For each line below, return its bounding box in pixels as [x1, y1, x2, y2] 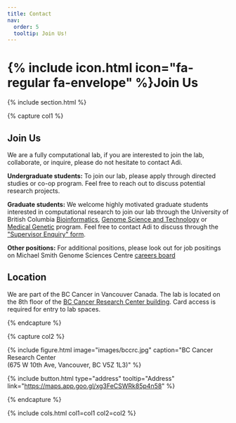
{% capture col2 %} [7, 332, 65, 340]
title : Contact [7, 10, 52, 18]
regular [7, 75, 51, 91]
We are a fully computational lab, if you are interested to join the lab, [7, 151, 205, 159]
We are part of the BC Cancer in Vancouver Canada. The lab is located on [7, 290, 221, 298]
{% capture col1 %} [7, 112, 64, 120]
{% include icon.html [7, 60, 133, 76]
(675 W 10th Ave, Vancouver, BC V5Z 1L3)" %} [7, 361, 142, 369]
